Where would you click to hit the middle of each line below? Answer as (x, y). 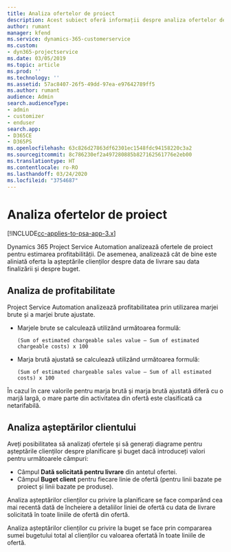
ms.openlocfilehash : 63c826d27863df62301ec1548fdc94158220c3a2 (100, 148)
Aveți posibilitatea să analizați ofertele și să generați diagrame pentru (105, 444)
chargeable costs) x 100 (53, 347)
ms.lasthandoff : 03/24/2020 (47, 174)
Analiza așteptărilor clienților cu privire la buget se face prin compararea (109, 528)
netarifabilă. (24, 406)
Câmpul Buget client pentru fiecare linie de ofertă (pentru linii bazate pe (119, 479)
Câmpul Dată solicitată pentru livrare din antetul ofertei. (97, 472)
